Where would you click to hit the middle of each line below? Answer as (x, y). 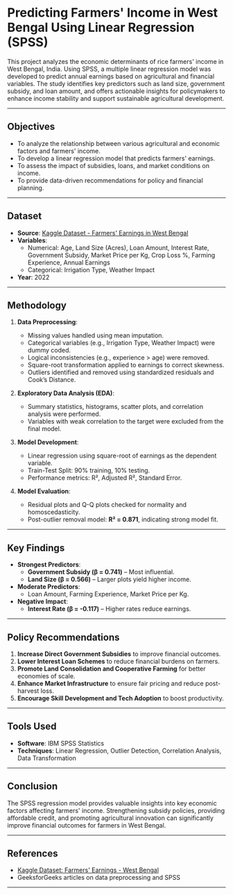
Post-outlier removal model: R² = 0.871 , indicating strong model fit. (123, 519)
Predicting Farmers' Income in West (113, 13)
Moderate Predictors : (49, 587)
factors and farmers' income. (59, 151)
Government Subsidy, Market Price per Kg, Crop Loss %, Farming (121, 255)
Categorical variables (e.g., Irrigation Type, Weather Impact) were (121, 343)
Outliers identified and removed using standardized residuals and (121, 372)
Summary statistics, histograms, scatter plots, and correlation (115, 407)
